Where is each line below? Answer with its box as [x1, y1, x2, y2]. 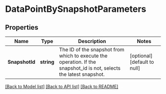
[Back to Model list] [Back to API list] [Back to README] [5, 84, 119, 90]
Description [78, 38, 106, 45]
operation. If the [59, 58, 96, 65]
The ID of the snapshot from [59, 46, 124, 53]
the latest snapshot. [59, 71, 105, 78]
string [40, 58, 54, 65]
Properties [5, 23, 39, 32]
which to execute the [59, 52, 108, 59]
